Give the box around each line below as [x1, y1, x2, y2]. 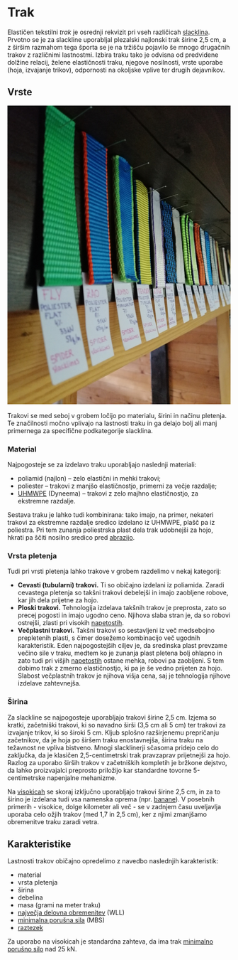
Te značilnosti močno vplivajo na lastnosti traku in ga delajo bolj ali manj [7, 419, 217, 427]
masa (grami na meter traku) [17, 901, 101, 910]
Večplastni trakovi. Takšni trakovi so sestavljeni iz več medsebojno [17, 626, 215, 635]
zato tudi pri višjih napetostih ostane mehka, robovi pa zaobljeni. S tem [17, 656, 225, 665]
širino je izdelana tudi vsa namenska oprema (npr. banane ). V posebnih [7, 794, 215, 804]
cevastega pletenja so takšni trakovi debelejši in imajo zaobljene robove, [17, 588, 229, 597]
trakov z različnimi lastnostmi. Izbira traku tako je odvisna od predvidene [7, 50, 219, 59]
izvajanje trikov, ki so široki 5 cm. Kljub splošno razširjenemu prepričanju [7, 728, 220, 737]
